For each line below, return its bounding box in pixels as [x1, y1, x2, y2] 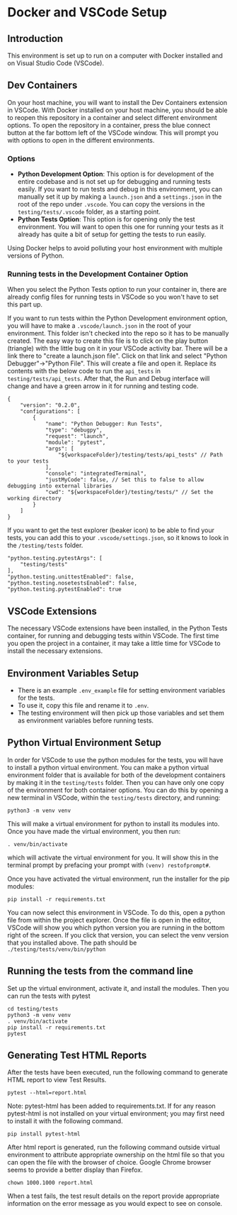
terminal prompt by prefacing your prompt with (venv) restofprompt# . [7, 860, 211, 869]
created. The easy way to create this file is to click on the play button [7, 336, 209, 345]
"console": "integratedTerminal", [45, 470, 147, 478]
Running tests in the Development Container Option [7, 269, 189, 279]
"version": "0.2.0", [20, 402, 81, 409]
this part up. [7, 300, 43, 309]
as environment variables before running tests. [17, 716, 154, 725]
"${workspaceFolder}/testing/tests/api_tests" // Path [57, 451, 223, 458]
